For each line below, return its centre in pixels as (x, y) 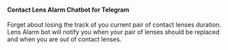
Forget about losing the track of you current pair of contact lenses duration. (114, 25)
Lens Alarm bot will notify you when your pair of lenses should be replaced (113, 32)
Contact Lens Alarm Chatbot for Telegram (68, 10)
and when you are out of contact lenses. (64, 39)
